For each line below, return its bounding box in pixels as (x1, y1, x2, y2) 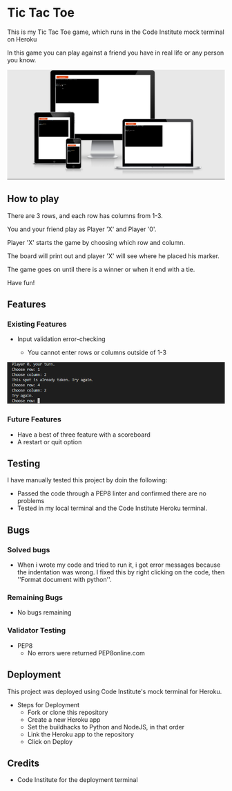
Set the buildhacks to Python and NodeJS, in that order (27, 722, 185, 731)
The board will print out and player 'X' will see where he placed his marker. (7, 251, 220, 260)
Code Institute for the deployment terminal (17, 776, 138, 784)
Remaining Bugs (7, 593, 64, 603)
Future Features (7, 415, 62, 424)
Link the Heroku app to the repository (27, 730, 135, 738)
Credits (7, 757, 40, 769)
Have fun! (7, 278, 35, 287)
